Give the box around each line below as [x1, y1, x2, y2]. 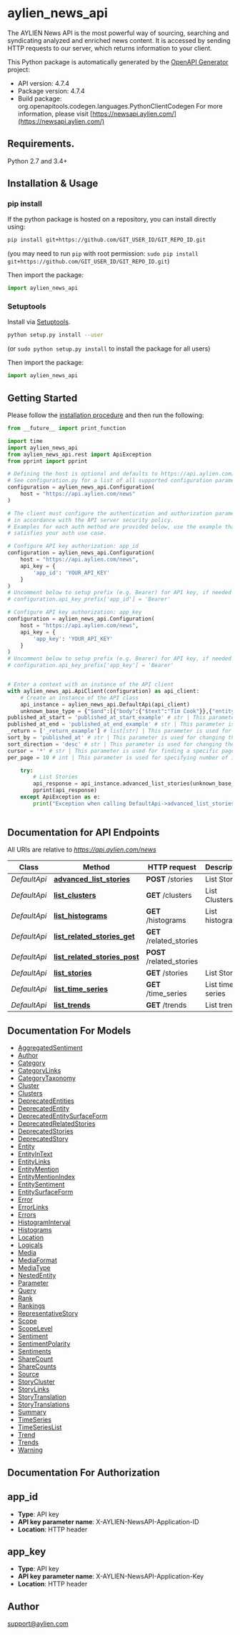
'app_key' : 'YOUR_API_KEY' [33, 635, 114, 642]
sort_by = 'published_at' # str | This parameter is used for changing [7, 734, 225, 741]
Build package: [17, 94, 62, 103]
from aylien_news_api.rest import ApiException [7, 451, 152, 458]
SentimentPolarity [17, 1339, 71, 1348]
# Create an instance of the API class [20, 694, 139, 701]
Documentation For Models [7, 1024, 131, 1036]
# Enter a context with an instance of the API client [7, 681, 174, 689]
